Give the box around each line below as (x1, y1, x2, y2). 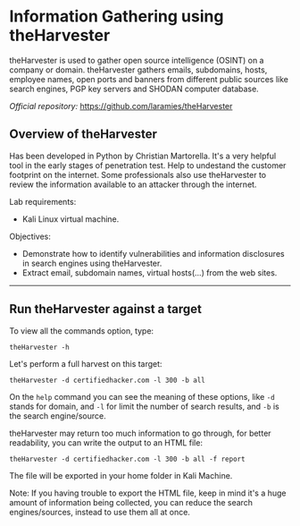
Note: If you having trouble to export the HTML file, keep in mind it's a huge (9, 488, 287, 498)
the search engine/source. (9, 410, 106, 421)
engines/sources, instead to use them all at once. (9, 506, 190, 517)
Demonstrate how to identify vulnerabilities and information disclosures (21, 248, 285, 259)
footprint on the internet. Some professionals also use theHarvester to (9, 169, 267, 180)
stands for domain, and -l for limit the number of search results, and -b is (9, 401, 279, 411)
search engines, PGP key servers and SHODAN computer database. (9, 83, 259, 94)
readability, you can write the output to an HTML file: (9, 437, 204, 448)
